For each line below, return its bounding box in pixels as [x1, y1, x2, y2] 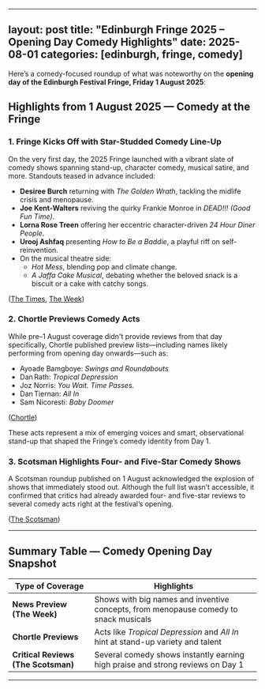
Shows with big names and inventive [94, 593, 230, 604]
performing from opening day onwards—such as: [8, 348, 168, 358]
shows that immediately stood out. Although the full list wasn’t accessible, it [8, 483, 255, 492]
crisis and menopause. [19, 194, 94, 204]
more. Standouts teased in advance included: [8, 171, 156, 180]
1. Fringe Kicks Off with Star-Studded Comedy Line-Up [8, 136, 222, 147]
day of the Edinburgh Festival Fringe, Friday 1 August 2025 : [8, 77, 207, 87]
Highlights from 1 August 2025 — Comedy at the [8, 100, 251, 114]
